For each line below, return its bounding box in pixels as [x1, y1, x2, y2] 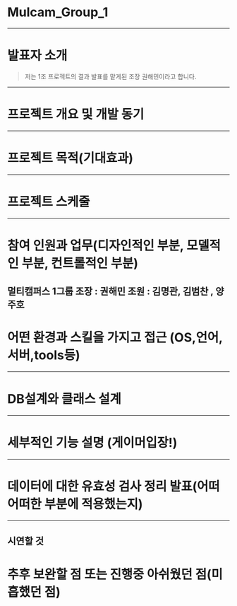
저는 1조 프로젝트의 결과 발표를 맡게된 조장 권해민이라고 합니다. [24, 72, 197, 81]
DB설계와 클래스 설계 [7, 391, 122, 407]
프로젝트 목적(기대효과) [7, 150, 134, 166]
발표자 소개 [7, 47, 68, 64]
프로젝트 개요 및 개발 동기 [7, 107, 145, 122]
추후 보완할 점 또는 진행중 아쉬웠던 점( [7, 566, 212, 582]
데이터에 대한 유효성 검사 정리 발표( [7, 479, 197, 495]
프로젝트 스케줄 [7, 194, 90, 209]
